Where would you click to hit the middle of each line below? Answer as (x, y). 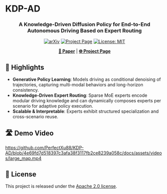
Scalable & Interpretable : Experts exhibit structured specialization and (86, 111)
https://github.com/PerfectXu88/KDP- (45, 148)
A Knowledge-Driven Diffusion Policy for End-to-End (85, 25)
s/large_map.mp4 (23, 158)
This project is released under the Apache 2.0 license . (61, 186)
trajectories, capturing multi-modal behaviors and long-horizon (78, 85)
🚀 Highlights (25, 67)
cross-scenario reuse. (35, 117)
